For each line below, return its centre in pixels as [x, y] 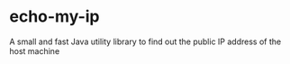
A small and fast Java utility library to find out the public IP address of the [145, 41]
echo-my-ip [55, 17]
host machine [35, 50]
